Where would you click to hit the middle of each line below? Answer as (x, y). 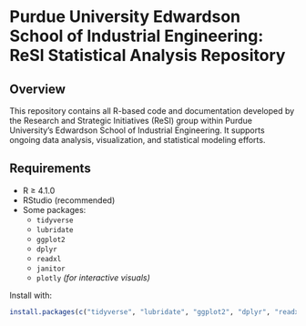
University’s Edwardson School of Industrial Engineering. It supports (138, 130)
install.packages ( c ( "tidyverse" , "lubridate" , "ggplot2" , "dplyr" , (140, 311)
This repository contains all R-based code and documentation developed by (152, 111)
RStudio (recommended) (69, 200)
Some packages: (54, 209)
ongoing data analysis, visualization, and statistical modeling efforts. (138, 140)
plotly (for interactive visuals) (93, 277)
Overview (38, 89)
